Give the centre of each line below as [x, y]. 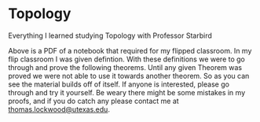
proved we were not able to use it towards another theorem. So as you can [129, 76]
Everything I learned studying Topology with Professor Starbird [110, 35]
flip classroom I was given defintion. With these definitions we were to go [126, 59]
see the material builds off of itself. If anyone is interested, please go [119, 84]
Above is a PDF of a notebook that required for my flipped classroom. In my [130, 50]
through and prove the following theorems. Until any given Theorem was [125, 67]
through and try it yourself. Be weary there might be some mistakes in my [127, 92]
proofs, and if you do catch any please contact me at [93, 101]
